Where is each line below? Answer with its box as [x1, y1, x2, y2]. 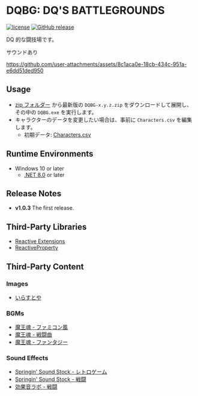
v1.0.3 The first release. [14, 205, 74, 212]
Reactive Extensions [14, 238, 65, 245]
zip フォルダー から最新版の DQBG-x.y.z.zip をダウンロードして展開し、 [14, 101, 193, 108]
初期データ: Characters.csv [23, 131, 91, 138]
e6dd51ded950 [6, 67, 44, 74]
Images [6, 280, 29, 288]
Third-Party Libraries [6, 221, 87, 232]
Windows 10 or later [14, 164, 64, 172]
